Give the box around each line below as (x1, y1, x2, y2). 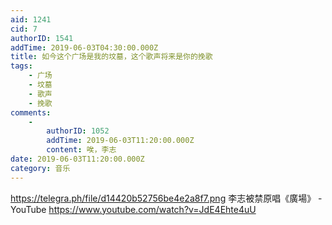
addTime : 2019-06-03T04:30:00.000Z (10, 42, 159, 53)
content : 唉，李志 (46, 145, 117, 155)
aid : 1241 (10, 14, 52, 25)
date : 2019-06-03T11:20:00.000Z (10, 154, 145, 164)
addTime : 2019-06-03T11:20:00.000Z (46, 136, 195, 146)
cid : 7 (10, 24, 38, 34)
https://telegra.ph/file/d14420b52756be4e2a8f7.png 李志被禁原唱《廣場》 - (10, 192, 323, 204)
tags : (10, 61, 33, 71)
